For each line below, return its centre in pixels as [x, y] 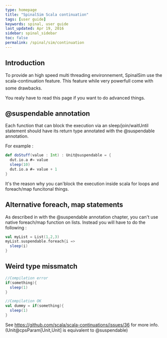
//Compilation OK [23, 301]
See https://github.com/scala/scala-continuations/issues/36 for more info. [82, 324]
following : [16, 227]
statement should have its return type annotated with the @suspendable [80, 131]
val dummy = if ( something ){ [35, 306]
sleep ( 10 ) [20, 165]
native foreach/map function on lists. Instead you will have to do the [75, 222]
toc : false [17, 38]
